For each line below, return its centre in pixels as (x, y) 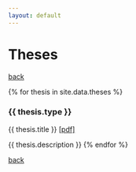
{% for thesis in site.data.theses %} (66, 92)
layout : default (35, 15)
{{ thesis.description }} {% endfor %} (68, 144)
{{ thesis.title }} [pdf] (42, 129)
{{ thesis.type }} (40, 112)
